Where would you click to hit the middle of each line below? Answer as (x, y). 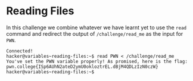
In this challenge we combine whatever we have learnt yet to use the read (96, 27)
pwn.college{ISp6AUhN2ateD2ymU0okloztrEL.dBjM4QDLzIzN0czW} (83, 67)
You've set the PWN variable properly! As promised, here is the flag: (97, 61)
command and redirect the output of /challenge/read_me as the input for (95, 33)
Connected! (20, 51)
